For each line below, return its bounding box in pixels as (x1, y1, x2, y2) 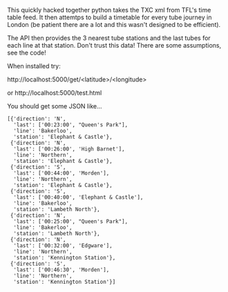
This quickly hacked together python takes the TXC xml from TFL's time (7, 6, 211, 14)
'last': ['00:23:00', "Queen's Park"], (13, 121, 129, 128)
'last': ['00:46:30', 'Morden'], (13, 266, 110, 273)
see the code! (7, 48, 46, 57)
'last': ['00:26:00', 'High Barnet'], (13, 146, 126, 153)
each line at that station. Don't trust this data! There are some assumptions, (7, 41, 222, 49)
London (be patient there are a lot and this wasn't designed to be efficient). (7, 21, 221, 28)
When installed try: (7, 62, 61, 70)
